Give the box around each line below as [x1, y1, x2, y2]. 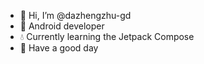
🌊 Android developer [19, 20, 105, 32]
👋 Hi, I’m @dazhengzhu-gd [19, 10, 132, 21]
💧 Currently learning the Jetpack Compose [19, 31, 195, 42]
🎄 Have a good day [19, 42, 99, 54]
